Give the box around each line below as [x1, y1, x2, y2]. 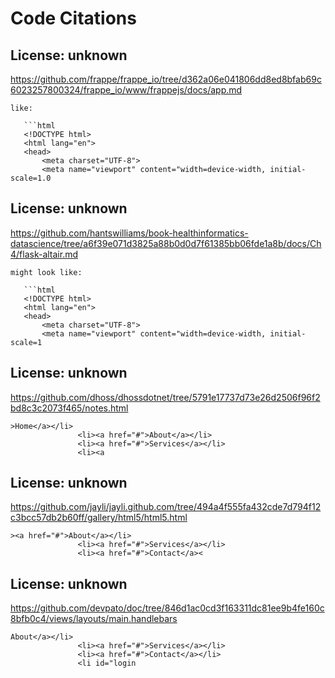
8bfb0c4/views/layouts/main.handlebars [10, 613, 178, 625]
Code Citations [10, 7, 137, 30]
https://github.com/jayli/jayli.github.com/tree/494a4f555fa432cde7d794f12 [10, 501, 322, 513]
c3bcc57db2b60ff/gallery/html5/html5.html [10, 512, 188, 524]
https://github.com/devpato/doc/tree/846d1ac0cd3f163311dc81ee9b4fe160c [10, 602, 325, 614]
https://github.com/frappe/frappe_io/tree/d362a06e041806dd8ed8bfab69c [10, 73, 322, 85]
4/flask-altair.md [10, 248, 79, 260]
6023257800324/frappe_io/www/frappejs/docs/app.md [10, 84, 243, 96]
